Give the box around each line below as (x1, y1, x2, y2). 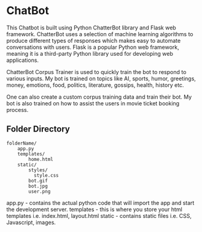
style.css (33, 172, 60, 178)
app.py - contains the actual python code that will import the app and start (6, 199, 195, 206)
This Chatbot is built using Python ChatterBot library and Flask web (6, 24, 176, 31)
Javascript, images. (6, 219, 56, 226)
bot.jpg (28, 183, 48, 189)
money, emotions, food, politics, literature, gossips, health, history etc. (6, 81, 184, 89)
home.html (28, 156, 53, 162)
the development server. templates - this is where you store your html (6, 206, 182, 213)
